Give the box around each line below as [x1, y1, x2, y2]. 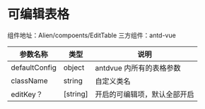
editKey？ [11, 89, 44, 99]
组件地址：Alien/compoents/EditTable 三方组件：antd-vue [7, 31, 177, 39]
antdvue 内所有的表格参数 [95, 63, 181, 72]
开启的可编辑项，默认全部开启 [95, 89, 194, 99]
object [63, 63, 85, 72]
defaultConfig [11, 63, 57, 72]
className [11, 75, 48, 85]
